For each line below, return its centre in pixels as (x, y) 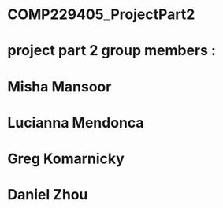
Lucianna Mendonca (76, 123)
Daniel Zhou (48, 195)
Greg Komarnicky (66, 158)
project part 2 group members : (111, 51)
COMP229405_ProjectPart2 (101, 15)
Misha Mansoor (59, 86)
